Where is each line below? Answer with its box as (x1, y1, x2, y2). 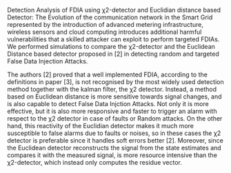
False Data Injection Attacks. (7, 57, 88, 65)
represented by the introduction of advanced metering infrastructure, (7, 21, 203, 28)
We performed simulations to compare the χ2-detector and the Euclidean (7, 43, 216, 50)
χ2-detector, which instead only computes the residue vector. (7, 159, 183, 166)
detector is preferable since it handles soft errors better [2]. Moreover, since (7, 136, 224, 144)
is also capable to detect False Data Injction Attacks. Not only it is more (7, 100, 209, 108)
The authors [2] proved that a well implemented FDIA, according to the (7, 70, 208, 79)
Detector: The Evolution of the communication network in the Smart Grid (7, 13, 213, 21)
